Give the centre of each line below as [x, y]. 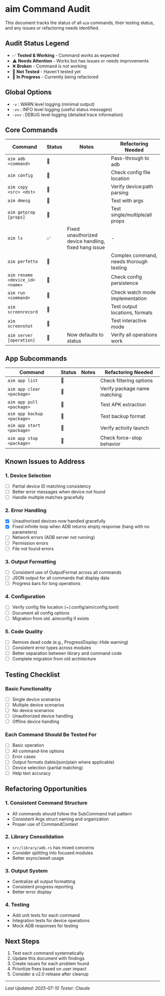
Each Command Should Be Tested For [51, 735]
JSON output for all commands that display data [61, 578]
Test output [124, 307]
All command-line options [38, 751]
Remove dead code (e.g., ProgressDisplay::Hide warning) [70, 642]
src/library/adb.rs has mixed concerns [53, 847]
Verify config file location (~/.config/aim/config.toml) [66, 607]
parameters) [25, 532]
